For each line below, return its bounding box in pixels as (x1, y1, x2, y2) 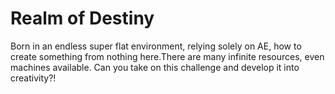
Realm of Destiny (10, 7, 155, 30)
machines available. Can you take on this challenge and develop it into (10, 61, 300, 73)
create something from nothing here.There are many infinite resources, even (10, 50, 325, 62)
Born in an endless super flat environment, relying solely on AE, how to (10, 40, 302, 52)
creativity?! (10, 72, 57, 84)
